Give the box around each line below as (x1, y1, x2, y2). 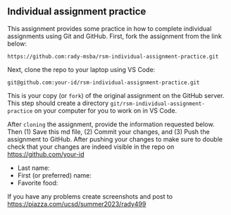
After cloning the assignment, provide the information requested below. (7, 120, 215, 128)
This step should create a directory (7, 99, 109, 107)
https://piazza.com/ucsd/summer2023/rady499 (7, 199, 146, 208)
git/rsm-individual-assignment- (110, 100, 206, 107)
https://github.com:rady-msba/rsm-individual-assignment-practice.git (7, 53, 219, 60)
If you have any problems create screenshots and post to (7, 192, 173, 200)
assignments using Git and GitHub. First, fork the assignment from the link (7, 32, 222, 40)
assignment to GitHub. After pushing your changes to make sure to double (7, 135, 223, 143)
